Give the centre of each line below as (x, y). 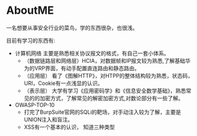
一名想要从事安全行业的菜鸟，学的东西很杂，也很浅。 (72, 28)
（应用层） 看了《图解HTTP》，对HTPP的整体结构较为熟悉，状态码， (108, 75)
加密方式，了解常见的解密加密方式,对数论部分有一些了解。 (112, 98)
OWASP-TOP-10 (35, 105)
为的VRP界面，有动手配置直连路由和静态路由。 (82, 68)
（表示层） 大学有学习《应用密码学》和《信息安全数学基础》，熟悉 (105, 90)
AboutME (30, 10)
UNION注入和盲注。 (48, 119)
